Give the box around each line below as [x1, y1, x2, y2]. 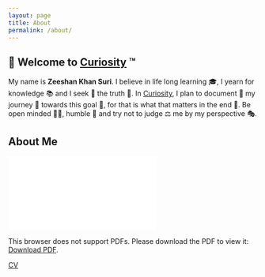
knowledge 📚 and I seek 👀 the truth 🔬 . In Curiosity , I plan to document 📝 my [8, 88, 256, 99]
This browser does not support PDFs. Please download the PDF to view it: [8, 237, 249, 245]
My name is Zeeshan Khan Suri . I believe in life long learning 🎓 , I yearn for [8, 77, 255, 87]
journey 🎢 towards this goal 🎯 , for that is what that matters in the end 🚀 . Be [8, 100, 252, 110]
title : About [8, 19, 51, 27]
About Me [8, 135, 58, 148]
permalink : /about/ [8, 26, 73, 34]
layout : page [8, 11, 51, 20]
